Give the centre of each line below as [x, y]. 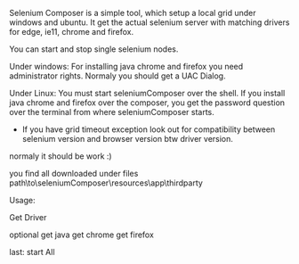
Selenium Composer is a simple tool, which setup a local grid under [133, 13]
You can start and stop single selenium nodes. [94, 49]
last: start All [32, 252]
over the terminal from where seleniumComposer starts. [112, 112]
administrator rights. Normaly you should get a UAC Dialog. [117, 76]
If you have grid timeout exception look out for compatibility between [149, 129]
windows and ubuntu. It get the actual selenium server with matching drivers [149, 22]
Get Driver [28, 217]
